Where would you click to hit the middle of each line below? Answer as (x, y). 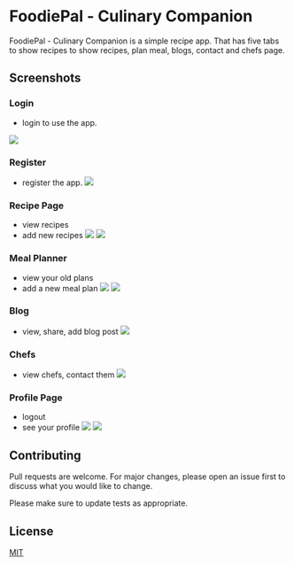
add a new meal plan (60, 288)
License (31, 531)
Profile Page (36, 398)
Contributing (45, 455)
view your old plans (58, 277)
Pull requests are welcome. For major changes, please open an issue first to (147, 477)
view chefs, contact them (68, 375)
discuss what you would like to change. (81, 486)
